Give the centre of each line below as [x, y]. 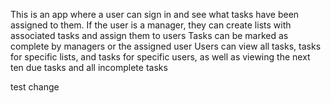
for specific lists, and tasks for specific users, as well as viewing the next [160, 57]
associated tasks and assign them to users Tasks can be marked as [149, 35]
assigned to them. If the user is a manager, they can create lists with [151, 25]
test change [35, 87]
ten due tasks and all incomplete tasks [89, 67]
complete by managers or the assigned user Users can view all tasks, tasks [166, 46]
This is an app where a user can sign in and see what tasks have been [155, 14]
